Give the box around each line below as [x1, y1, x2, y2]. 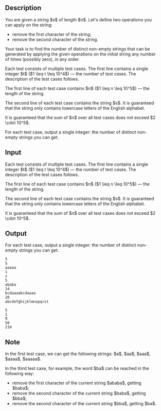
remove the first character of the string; [12, 31, 91, 37]
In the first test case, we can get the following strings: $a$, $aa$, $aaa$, [5, 351, 151, 357]
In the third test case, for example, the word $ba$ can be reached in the [5, 365, 149, 371]
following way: [5, 371, 34, 377]
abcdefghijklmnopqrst [5, 299, 49, 304]
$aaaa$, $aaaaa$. [5, 356, 41, 362]
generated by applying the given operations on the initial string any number [5, 51, 156, 57]
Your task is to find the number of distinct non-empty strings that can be [5, 46, 150, 51]
